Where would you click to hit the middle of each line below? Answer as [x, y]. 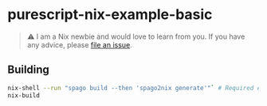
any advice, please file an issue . [79, 44]
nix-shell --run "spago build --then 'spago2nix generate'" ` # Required [131, 88]
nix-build [24, 95]
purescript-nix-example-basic [110, 15]
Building [28, 70]
